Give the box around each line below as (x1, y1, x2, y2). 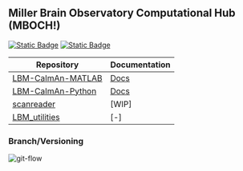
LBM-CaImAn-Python (12, 85, 97, 97)
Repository (35, 59, 79, 70)
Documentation (110, 59, 171, 70)
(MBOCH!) (8, 19, 61, 33)
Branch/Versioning (8, 135, 84, 146)
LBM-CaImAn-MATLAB (12, 72, 103, 83)
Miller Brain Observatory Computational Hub (8, 6, 236, 20)
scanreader (12, 98, 56, 109)
